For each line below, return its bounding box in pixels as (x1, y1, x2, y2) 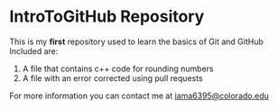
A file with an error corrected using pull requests (22, 72, 203, 83)
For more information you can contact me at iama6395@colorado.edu (9, 90, 269, 101)
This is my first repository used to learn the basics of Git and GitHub (9, 36, 264, 47)
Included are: (9, 45, 59, 56)
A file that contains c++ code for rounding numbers (22, 63, 214, 74)
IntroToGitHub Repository (9, 6, 205, 27)
